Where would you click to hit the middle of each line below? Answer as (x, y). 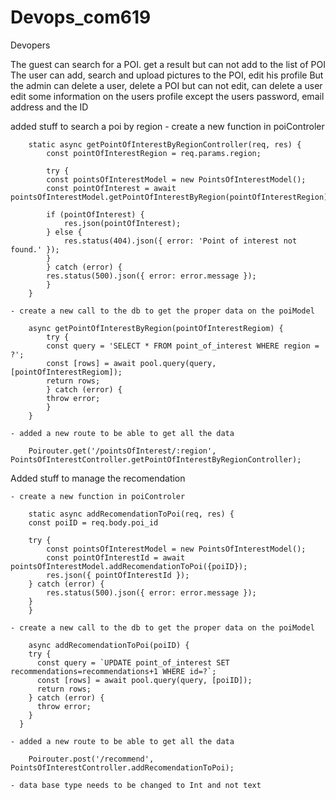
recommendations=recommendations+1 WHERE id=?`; (113, 671)
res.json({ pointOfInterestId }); (118, 575)
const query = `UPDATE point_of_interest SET (133, 662)
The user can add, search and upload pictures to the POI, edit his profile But (167, 75)
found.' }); (35, 249)
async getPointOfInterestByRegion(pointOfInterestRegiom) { (156, 328)
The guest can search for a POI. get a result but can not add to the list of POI (168, 64)
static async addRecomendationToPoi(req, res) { (131, 514)
